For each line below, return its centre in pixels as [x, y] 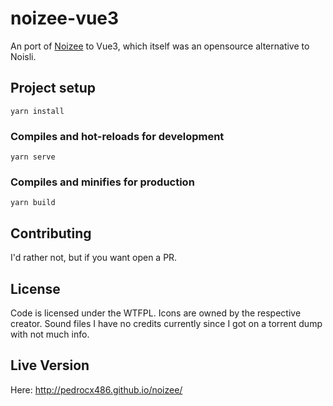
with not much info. [50, 334]
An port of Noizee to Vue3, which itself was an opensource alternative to [160, 46]
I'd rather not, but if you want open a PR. [94, 258]
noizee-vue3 [65, 18]
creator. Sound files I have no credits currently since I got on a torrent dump [166, 323]
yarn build [33, 203]
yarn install [37, 111]
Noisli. [23, 56]
